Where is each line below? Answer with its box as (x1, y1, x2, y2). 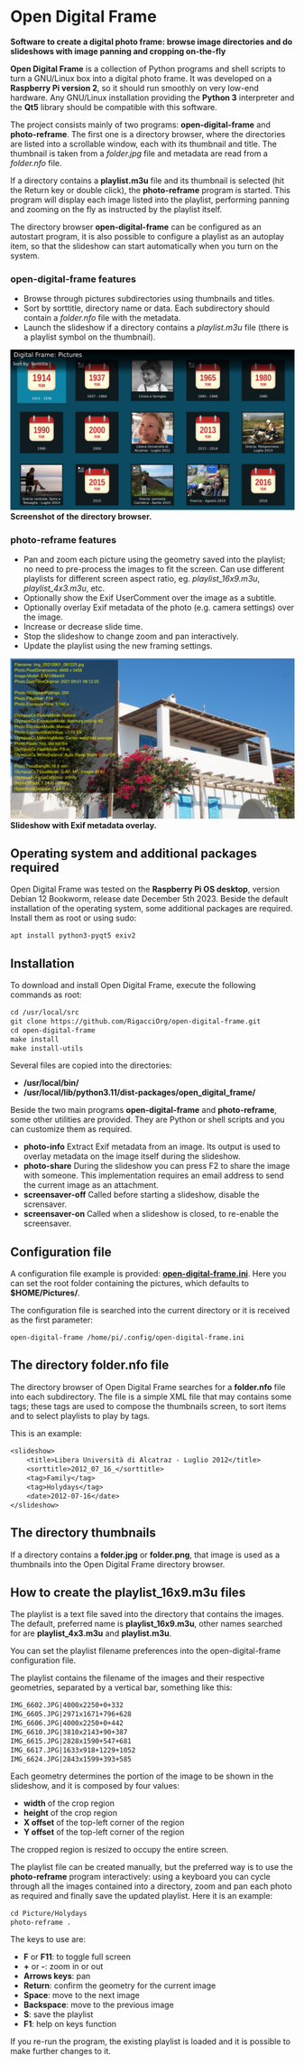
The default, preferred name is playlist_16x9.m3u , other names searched (10, 1619, 283, 1630)
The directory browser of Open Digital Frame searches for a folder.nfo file (10, 1381, 286, 1392)
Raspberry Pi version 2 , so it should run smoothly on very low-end (10, 82, 260, 93)
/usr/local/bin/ (23, 1078, 79, 1089)
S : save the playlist (23, 2009, 94, 2020)
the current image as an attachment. (23, 1180, 159, 1191)
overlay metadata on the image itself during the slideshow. (23, 1151, 242, 1162)
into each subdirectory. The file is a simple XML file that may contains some (10, 1391, 292, 1402)
